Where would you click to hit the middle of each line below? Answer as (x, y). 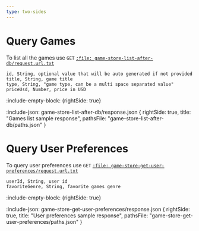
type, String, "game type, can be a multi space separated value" (90, 84)
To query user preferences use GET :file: (57, 165)
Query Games (41, 41)
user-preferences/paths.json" (42, 221)
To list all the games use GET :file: (49, 58)
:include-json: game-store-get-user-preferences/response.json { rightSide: (98, 209)
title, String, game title (40, 79)
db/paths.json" (24, 124)
